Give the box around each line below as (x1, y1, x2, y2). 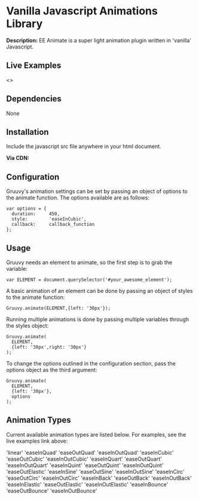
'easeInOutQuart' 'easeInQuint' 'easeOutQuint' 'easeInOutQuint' (6, 461, 164, 468)
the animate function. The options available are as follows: (6, 194, 150, 201)
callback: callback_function (11, 222, 95, 228)
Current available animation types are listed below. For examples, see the (6, 431, 186, 438)
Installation (6, 127, 49, 137)
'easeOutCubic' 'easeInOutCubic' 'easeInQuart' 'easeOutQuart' (6, 455, 163, 462)
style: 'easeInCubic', (11, 216, 87, 222)
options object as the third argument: (6, 367, 97, 373)
